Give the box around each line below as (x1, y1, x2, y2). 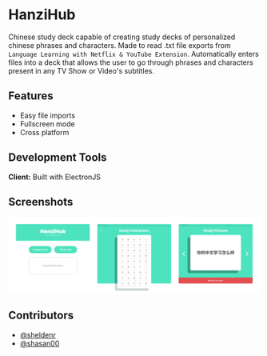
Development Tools (8, 150, 107, 165)
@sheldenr (19, 330, 56, 339)
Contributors (8, 309, 74, 322)
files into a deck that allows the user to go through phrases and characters (8, 58, 253, 67)
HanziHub (8, 6, 76, 24)
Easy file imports (19, 110, 76, 120)
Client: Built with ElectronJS (8, 172, 102, 182)
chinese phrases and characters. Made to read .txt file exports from (8, 40, 231, 50)
